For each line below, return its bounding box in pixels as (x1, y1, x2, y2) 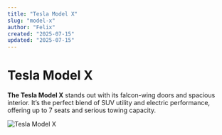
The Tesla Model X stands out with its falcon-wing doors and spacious (7, 91, 216, 99)
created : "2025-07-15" (7, 30, 75, 38)
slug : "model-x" (7, 17, 55, 24)
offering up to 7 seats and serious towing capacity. (7, 106, 157, 114)
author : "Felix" (7, 23, 55, 31)
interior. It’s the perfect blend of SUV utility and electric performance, (7, 99, 211, 107)
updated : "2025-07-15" (7, 37, 75, 44)
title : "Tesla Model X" (7, 10, 78, 18)
